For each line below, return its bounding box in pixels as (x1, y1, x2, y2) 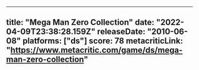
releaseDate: (97, 27, 146, 37)
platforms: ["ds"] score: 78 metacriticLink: (23, 36, 184, 46)
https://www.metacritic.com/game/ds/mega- (10, 45, 183, 55)
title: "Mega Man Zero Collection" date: (6, 17, 155, 27)
